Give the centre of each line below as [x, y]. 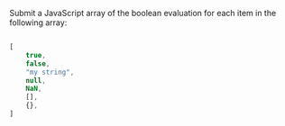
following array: [38, 22]
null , [36, 80]
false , [38, 63]
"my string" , [50, 72]
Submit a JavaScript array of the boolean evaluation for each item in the [143, 13]
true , [36, 55]
